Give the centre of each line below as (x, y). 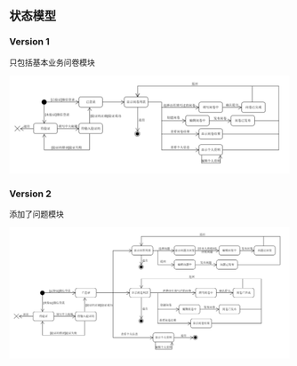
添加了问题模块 (36, 214)
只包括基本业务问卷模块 (52, 62)
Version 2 (30, 194)
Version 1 (30, 42)
